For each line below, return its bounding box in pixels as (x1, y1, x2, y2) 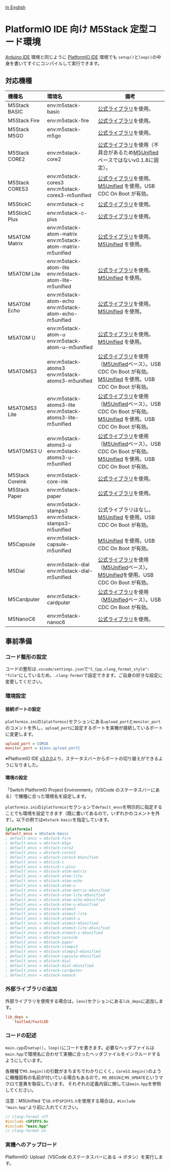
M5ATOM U (8, 334, 36, 341)
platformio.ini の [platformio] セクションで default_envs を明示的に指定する (5, 804, 163, 810)
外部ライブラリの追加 (5, 986, 57, 993)
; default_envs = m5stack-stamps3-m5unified (5, 949, 101, 954)
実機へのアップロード (5, 1141, 57, 1148)
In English (5, 5, 26, 10)
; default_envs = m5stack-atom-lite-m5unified (5, 892, 105, 897)
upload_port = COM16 (5, 741, 49, 746)
